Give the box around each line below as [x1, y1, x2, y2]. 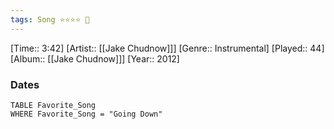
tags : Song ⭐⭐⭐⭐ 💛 [10, 14, 90, 25]
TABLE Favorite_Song [10, 100, 97, 110]
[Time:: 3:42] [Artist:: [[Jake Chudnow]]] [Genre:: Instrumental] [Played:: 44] [10, 42, 325, 54]
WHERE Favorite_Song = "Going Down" [10, 109, 163, 119]
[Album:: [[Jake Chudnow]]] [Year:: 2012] [10, 52, 180, 65]
